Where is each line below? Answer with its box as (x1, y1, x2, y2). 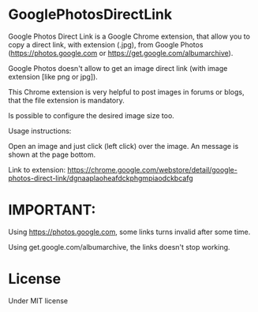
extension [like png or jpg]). (8, 72, 99, 81)
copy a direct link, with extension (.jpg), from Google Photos (8, 39, 204, 49)
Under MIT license (8, 295, 69, 305)
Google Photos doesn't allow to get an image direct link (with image (8, 63, 228, 72)
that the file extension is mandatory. (8, 95, 125, 105)
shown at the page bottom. (8, 150, 96, 159)
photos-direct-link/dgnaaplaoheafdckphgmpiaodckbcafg (8, 173, 193, 183)
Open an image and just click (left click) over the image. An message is (8, 141, 239, 150)
